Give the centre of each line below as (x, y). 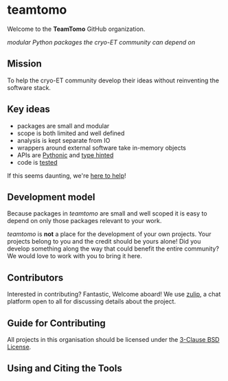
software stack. (29, 87)
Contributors (35, 278)
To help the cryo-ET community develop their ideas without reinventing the (113, 80)
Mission (25, 64)
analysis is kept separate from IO (64, 140)
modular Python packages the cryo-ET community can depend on (101, 42)
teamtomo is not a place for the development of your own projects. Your (109, 234)
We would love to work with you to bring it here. (75, 256)
